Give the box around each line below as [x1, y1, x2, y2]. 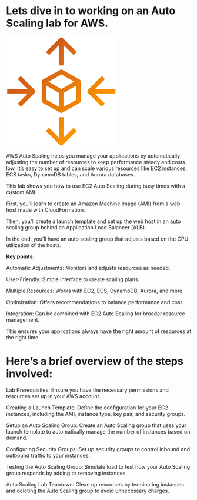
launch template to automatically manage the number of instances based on [6, 428, 191, 435]
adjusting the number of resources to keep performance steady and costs [6, 158, 185, 165]
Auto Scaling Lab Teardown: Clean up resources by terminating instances [6, 481, 184, 488]
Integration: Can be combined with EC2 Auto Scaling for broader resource [6, 310, 185, 317]
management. [6, 316, 40, 323]
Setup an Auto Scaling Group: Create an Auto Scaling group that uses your [6, 422, 187, 429]
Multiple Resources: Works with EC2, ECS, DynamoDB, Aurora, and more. [6, 287, 184, 294]
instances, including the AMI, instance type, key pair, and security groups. [6, 410, 186, 417]
